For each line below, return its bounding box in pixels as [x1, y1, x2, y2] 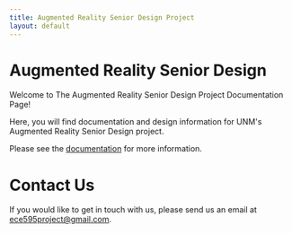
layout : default [9, 22, 70, 30]
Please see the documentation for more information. [9, 143, 202, 154]
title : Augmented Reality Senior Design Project [9, 13, 195, 22]
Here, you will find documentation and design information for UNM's [9, 116, 262, 127]
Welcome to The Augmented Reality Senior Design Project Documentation [9, 90, 284, 100]
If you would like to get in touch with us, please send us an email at [9, 204, 258, 215]
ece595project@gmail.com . [9, 214, 112, 225]
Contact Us [9, 175, 95, 195]
